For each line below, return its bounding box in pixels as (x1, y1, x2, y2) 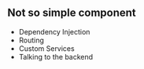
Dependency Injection (18, 27, 90, 36)
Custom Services (18, 43, 76, 53)
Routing (18, 35, 45, 45)
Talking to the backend (18, 52, 94, 61)
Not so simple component (7, 6, 137, 20)
